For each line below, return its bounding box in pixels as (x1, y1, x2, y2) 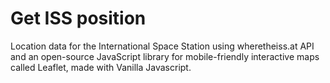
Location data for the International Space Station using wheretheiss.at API (10, 40, 315, 52)
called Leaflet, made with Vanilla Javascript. (10, 61, 192, 73)
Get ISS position (10, 7, 147, 30)
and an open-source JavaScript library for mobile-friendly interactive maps (10, 50, 320, 62)
